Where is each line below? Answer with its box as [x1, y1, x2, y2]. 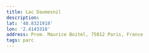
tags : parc [6, 37, 34, 43]
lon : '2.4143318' [6, 26, 51, 32]
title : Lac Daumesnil [6, 9, 62, 15]
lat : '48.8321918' [6, 20, 53, 26]
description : [6, 15, 40, 21]
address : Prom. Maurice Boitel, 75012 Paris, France [6, 32, 144, 38]
